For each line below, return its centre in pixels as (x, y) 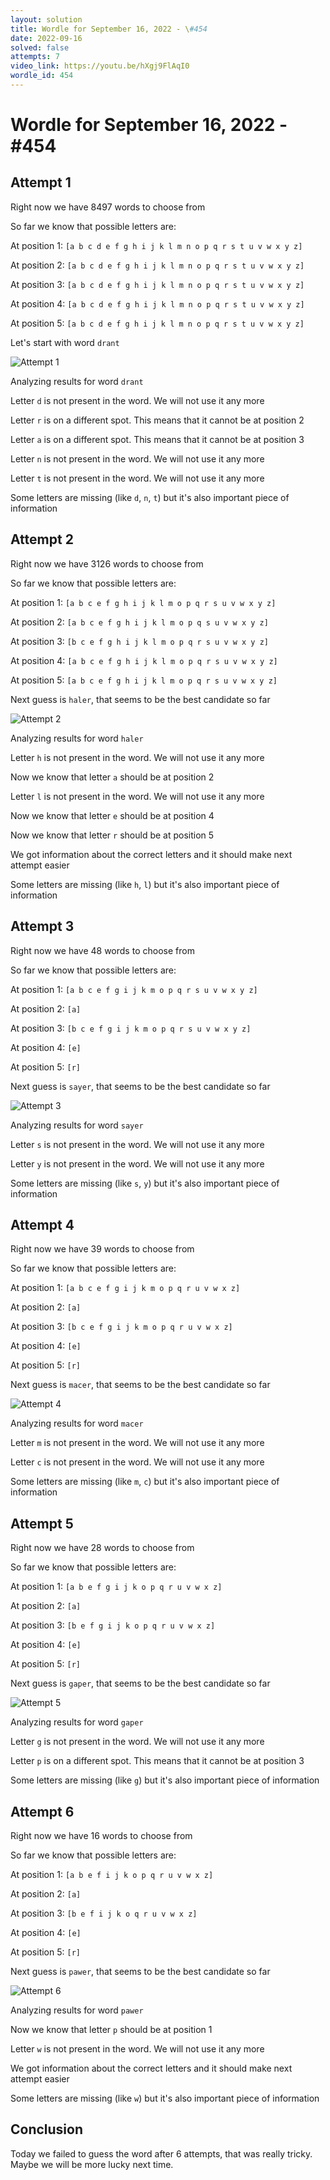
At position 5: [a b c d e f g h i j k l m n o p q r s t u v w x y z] (157, 323)
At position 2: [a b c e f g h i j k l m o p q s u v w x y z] (139, 622)
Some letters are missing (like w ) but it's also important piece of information (165, 2098)
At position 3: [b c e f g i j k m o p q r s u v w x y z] (131, 1028)
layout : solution (46, 19)
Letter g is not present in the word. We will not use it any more (137, 1742)
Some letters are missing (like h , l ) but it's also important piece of (145, 884)
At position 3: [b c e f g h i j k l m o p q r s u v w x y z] (139, 641)
